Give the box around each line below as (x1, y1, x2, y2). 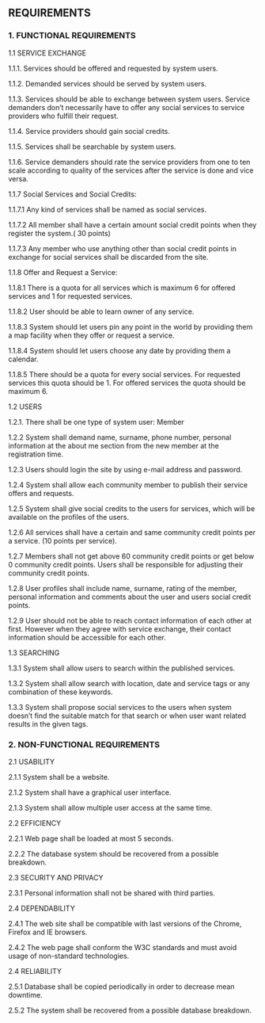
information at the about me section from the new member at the (8, 441, 219, 450)
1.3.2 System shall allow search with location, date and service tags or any (8, 678, 251, 688)
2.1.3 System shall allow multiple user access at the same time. (8, 803, 213, 812)
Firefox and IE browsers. (8, 927, 88, 937)
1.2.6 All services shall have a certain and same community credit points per (8, 527, 256, 537)
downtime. (8, 990, 43, 999)
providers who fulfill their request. (8, 111, 119, 120)
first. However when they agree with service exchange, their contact (8, 624, 232, 633)
